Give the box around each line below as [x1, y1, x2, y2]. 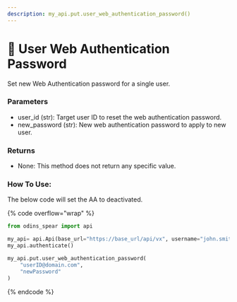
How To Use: [7, 180, 51, 190]
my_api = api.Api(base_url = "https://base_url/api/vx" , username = [7, 236, 200, 243]
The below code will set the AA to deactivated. [7, 195, 143, 204]
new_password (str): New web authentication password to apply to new [17, 120, 226, 129]
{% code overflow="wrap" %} [7, 209, 95, 218]
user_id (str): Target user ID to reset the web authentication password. [17, 112, 222, 121]
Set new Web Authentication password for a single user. [7, 79, 171, 88]
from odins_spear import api [7, 223, 93, 230]
